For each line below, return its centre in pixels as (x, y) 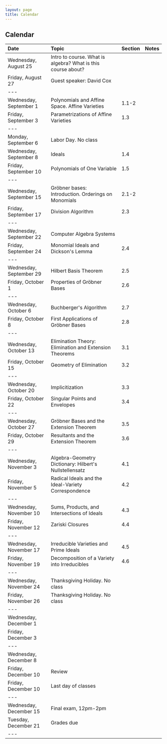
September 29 (25, 274)
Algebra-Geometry (73, 458)
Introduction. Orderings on (82, 194)
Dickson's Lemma (72, 251)
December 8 (22, 660)
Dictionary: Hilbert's (74, 464)
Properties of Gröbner (76, 282)
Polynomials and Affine (78, 100)
